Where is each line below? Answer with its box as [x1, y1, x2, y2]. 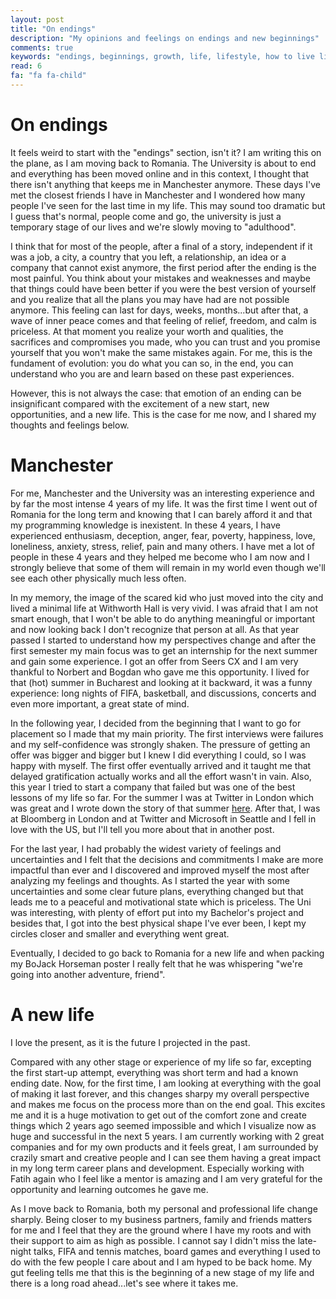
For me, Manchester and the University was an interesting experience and [10, 487, 315, 499]
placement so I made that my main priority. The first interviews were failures [10, 727, 324, 740]
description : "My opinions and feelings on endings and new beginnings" [10, 33, 320, 43]
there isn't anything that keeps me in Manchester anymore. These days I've [10, 178, 321, 190]
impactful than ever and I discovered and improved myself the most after [10, 864, 310, 876]
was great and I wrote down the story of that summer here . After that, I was [10, 802, 321, 814]
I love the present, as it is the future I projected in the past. [10, 1036, 251, 1048]
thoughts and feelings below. [10, 419, 130, 431]
